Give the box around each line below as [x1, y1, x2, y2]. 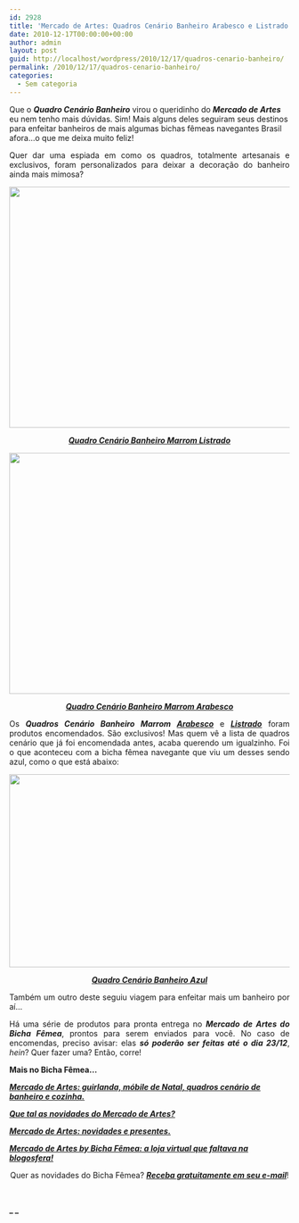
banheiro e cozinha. [9, 1091, 85, 1102]
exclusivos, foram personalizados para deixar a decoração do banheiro [9, 159, 290, 170]
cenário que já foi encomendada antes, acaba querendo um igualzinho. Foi [9, 737, 290, 748]
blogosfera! [9, 1152, 54, 1163]
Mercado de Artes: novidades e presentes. [9, 1126, 172, 1136]
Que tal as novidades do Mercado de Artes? [9, 1108, 176, 1119]
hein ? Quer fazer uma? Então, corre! [9, 1046, 142, 1058]
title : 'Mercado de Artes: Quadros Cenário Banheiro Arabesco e [9, 21, 253, 30]
